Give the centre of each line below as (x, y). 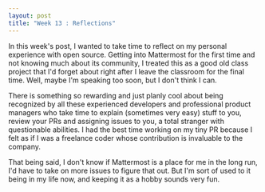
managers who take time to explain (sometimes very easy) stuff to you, (125, 112)
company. (25, 146)
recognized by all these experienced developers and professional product (130, 104)
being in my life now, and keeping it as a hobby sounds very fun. (114, 179)
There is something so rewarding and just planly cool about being (116, 95)
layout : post (30, 16)
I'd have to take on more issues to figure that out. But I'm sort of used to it (130, 170)
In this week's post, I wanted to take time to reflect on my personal (118, 46)
